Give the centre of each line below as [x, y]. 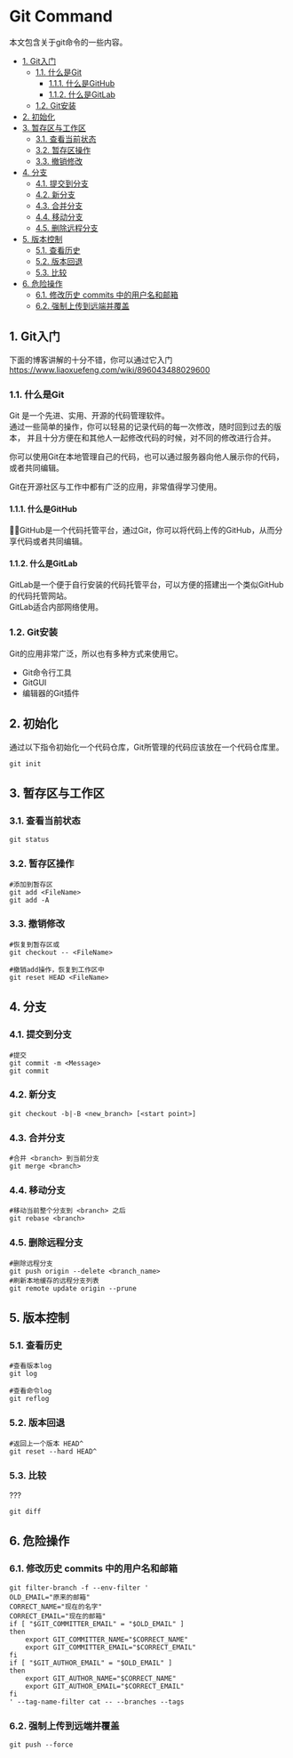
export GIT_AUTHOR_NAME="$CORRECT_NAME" [101, 1678]
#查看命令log [31, 1391]
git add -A [29, 900]
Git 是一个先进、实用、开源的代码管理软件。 [90, 416]
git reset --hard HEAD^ [53, 1451]
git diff [25, 1511]
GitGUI [34, 682]
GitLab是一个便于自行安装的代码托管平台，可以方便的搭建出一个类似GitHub [146, 585]
